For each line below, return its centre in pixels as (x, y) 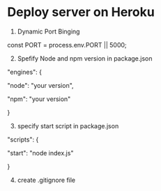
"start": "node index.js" (40, 153)
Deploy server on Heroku (81, 12)
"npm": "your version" (39, 99)
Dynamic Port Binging (48, 31)
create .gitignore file (46, 180)
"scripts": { (23, 139)
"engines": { (25, 72)
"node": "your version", (41, 85)
